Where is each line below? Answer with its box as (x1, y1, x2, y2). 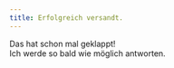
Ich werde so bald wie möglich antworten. (9, 47, 166, 59)
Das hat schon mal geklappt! (9, 38, 116, 49)
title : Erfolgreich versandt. (9, 13, 124, 23)
